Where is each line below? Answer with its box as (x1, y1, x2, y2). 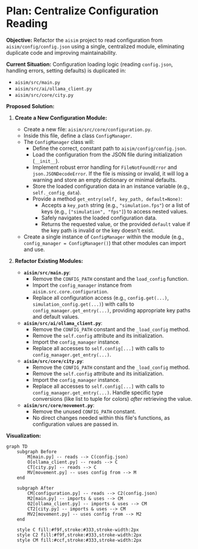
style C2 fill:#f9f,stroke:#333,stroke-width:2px (17, 532, 142, 538)
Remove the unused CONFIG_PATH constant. (32, 407, 136, 415)
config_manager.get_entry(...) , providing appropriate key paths (32, 306, 191, 313)
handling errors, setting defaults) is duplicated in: (6, 67, 126, 74)
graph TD (6, 443, 28, 450)
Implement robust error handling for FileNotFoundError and (32, 164, 177, 171)
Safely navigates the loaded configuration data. (41, 214, 157, 221)
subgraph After (17, 485, 55, 491)
